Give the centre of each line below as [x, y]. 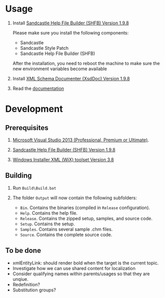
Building [18, 176]
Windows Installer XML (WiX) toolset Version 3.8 [63, 159]
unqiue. [20, 279]
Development [34, 109]
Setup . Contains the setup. [47, 224]
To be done [23, 250]
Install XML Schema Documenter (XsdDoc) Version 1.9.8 [71, 78]
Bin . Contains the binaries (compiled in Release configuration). [85, 207]
